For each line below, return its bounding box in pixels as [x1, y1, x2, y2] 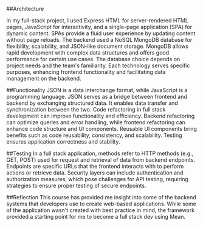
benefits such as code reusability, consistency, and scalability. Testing [6, 131, 182, 139]
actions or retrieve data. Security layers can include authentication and [6, 169, 184, 176]
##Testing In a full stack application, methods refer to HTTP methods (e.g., [6, 150, 194, 157]
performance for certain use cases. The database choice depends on [6, 56, 181, 62]
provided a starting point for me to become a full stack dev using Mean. [6, 213, 186, 220]
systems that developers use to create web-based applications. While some [6, 200, 196, 207]
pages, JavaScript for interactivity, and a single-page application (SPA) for [6, 24, 193, 30]
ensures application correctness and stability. [6, 138, 120, 145]
